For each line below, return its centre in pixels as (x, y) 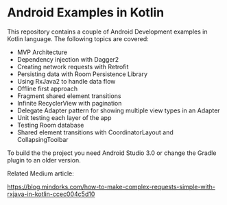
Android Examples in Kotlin (86, 13)
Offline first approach (47, 88)
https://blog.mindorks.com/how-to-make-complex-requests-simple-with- (111, 186)
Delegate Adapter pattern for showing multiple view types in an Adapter (119, 110)
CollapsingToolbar (43, 139)
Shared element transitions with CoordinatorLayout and (95, 132)
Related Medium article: (40, 173)
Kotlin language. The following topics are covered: (78, 38)
